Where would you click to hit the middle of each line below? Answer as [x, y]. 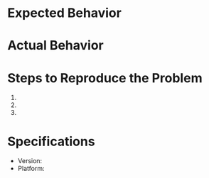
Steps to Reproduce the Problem [105, 78]
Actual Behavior [56, 46]
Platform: [31, 169]
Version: [30, 161]
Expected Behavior [65, 13]
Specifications [51, 141]
